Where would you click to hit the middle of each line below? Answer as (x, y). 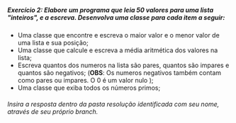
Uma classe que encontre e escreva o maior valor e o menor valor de (118, 35)
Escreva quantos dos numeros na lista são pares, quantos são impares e (123, 65)
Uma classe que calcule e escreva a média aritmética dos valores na (118, 50)
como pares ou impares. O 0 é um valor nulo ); (85, 80)
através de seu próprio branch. (53, 111)
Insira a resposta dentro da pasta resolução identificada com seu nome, (113, 104)
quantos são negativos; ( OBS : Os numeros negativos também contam (119, 72)
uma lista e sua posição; (53, 42)
